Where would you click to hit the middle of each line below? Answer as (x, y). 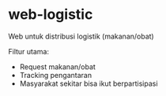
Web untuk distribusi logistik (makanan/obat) (81, 36)
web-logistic (51, 15)
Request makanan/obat (58, 66)
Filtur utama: (29, 51)
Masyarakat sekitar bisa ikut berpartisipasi (89, 83)
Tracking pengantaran (56, 75)
